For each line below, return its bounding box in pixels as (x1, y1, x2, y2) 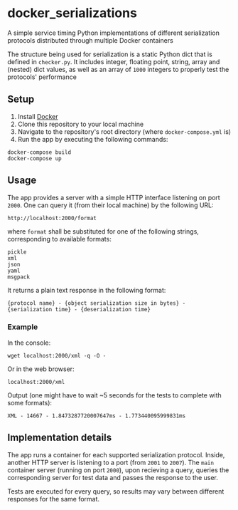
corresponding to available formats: (7, 234, 112, 243)
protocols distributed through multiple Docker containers (7, 36, 174, 44)
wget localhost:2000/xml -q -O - (7, 352, 107, 359)
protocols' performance (7, 73, 77, 81)
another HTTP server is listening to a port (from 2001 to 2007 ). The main (7, 458, 215, 467)
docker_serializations (7, 5, 137, 21)
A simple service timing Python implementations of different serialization (7, 28, 220, 37)
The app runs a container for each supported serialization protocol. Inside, (7, 450, 225, 459)
